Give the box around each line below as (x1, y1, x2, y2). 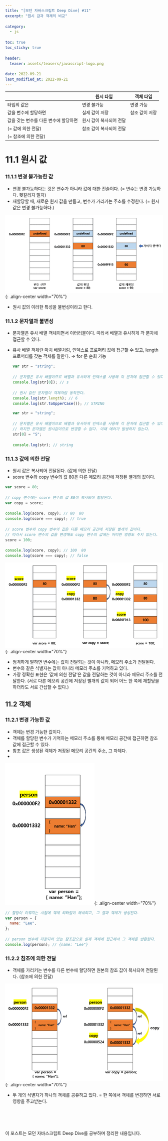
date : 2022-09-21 (5, 72, 41, 77)
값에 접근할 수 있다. (12, 741, 50, 747)
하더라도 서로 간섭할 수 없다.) (12, 684, 69, 690)
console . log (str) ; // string (12, 442, 73, 448)
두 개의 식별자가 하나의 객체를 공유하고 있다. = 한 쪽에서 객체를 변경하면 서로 (12, 1092, 161, 1098)
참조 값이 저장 (129, 109, 157, 115)
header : (5, 56, 21, 61)
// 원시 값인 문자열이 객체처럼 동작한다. (12, 390, 86, 395)
